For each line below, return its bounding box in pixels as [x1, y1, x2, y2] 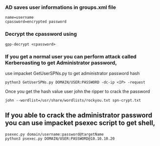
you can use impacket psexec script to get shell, [5, 119, 156, 127]
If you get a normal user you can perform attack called [5, 53, 137, 60]
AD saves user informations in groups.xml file [5, 4, 116, 11]
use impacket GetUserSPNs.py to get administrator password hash [5, 70, 140, 76]
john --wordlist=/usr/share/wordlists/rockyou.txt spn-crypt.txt [5, 97, 141, 103]
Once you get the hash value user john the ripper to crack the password [5, 88, 150, 94]
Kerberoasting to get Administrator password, [5, 59, 117, 66]
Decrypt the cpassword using [5, 31, 77, 38]
